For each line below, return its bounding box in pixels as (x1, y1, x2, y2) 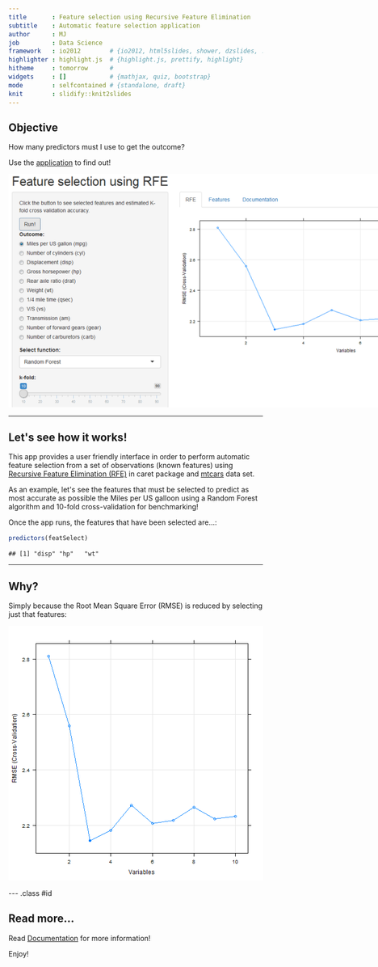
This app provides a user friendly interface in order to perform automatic (8, 452, 250, 462)
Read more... (8, 912, 75, 926)
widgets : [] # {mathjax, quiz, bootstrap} (8, 73, 212, 81)
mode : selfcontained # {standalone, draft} (8, 81, 186, 89)
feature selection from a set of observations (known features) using (8, 461, 233, 471)
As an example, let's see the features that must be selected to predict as (8, 485, 250, 495)
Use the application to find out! (8, 158, 111, 167)
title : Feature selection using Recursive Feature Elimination (8, 13, 251, 21)
